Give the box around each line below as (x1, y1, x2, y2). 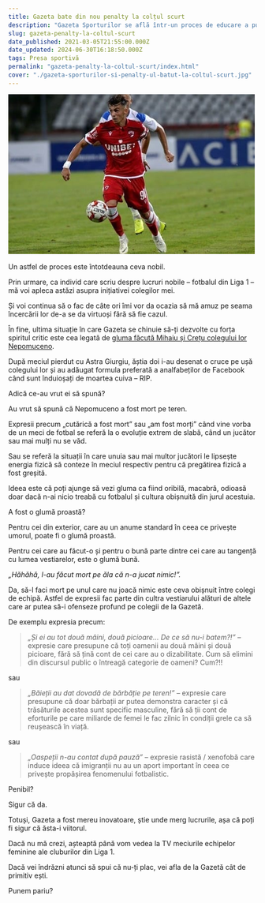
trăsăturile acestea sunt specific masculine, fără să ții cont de (27, 705, 227, 714)
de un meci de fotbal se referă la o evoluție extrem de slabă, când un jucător (8, 427, 256, 437)
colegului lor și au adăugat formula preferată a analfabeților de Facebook (8, 365, 245, 374)
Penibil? (8, 784, 34, 793)
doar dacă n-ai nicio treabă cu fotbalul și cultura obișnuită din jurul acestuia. (8, 492, 256, 501)
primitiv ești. (8, 871, 49, 880)
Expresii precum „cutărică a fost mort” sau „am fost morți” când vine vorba (8, 419, 252, 429)
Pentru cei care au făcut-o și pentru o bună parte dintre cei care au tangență (8, 545, 256, 556)
